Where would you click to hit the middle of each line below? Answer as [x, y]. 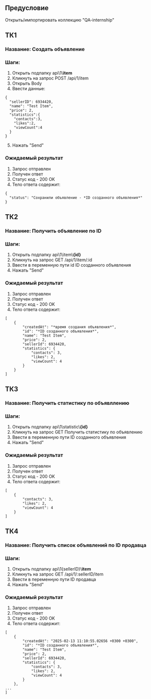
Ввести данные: [28, 89]
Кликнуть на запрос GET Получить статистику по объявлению [77, 432]
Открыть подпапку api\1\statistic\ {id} [50, 427]
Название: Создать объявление [45, 50]
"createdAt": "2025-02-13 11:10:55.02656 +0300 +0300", [80, 641]
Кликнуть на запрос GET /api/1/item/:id [52, 260]
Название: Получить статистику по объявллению [67, 403]
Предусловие [27, 8]
